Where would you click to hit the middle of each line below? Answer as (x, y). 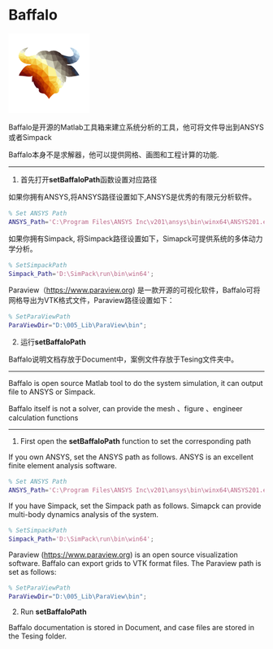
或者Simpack (30, 137)
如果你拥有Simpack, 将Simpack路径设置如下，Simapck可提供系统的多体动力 (136, 239)
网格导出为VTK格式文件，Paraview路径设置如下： (91, 300)
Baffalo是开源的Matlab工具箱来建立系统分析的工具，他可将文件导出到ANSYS (136, 127)
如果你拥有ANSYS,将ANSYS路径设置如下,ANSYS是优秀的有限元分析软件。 (132, 196)
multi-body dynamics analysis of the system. (84, 514)
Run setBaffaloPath (53, 612)
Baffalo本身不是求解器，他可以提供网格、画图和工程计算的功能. (114, 154)
